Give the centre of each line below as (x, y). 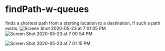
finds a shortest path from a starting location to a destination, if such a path (83, 23)
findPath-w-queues (47, 9)
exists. (12, 28)
